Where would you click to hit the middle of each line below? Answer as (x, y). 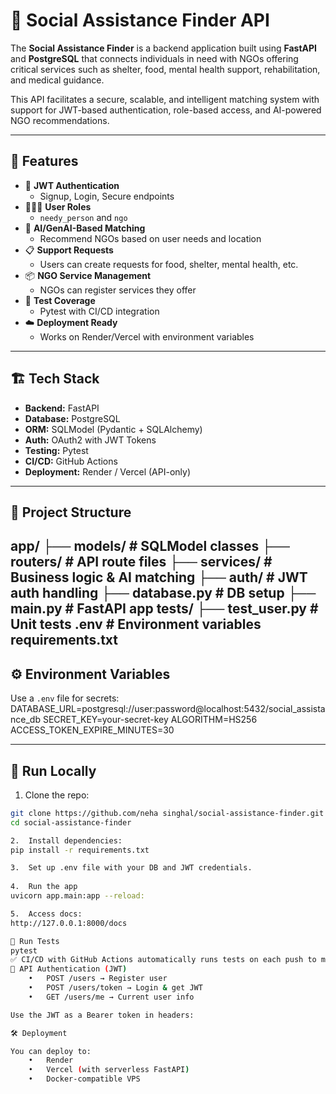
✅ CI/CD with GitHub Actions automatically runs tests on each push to (163, 960)
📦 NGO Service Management (88, 275)
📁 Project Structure (71, 512)
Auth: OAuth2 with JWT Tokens (90, 440)
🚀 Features (44, 161)
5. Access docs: (46, 914)
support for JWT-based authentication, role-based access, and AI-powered (166, 110)
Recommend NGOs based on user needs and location (150, 238)
